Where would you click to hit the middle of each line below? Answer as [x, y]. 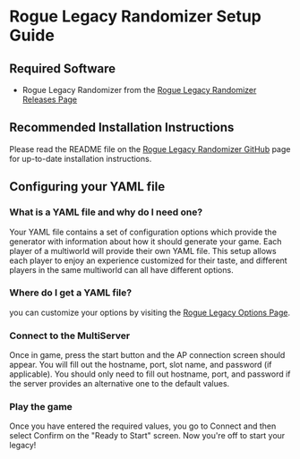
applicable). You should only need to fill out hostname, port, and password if [150, 374]
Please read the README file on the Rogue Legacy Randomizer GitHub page [150, 149]
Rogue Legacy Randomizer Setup [136, 17]
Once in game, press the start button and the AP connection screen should [147, 355]
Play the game [41, 407]
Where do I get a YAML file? [71, 293]
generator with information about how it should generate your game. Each [146, 241]
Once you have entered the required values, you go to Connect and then [143, 426]
